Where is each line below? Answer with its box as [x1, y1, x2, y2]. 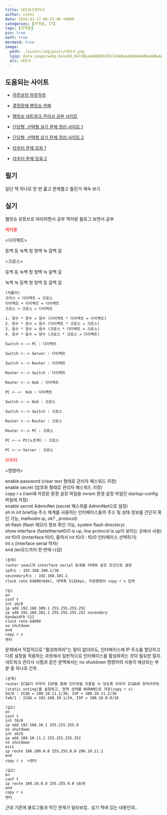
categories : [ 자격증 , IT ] [5, 21, 56, 26]
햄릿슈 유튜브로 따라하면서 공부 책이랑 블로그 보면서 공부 [5, 216, 114, 222]
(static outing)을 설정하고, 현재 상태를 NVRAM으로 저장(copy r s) [5, 686, 133, 691]
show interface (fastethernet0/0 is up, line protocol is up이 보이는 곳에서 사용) [5, 528, 162, 534]
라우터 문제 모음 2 [12, 155, 47, 162]
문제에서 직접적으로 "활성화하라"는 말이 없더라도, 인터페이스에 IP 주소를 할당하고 [5, 646, 161, 653]
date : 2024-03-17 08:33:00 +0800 [5, 16, 75, 21]
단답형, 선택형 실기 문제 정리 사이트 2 [12, 135, 84, 140]
